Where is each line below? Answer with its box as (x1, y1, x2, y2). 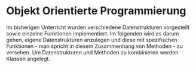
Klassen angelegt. (6, 55, 51, 62)
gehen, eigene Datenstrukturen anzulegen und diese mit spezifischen (6, 36, 177, 43)
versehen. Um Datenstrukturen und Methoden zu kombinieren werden (6, 48, 179, 56)
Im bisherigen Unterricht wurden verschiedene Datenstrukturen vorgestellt (6, 24, 190, 31)
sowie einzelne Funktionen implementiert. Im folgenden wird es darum (6, 30, 179, 37)
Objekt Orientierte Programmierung (6, 4, 186, 18)
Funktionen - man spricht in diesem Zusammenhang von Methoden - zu (6, 43, 183, 50)
